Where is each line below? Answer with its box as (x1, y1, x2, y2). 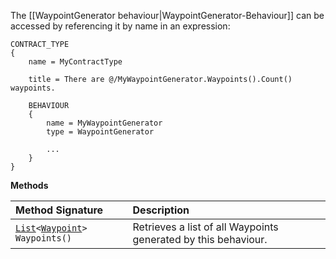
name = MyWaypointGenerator (46, 118, 163, 128)
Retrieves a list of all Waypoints (132, 220, 279, 234)
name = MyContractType (28, 57, 123, 67)
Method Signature (15, 203, 104, 217)
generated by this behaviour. (132, 233, 268, 246)
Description (132, 203, 190, 217)
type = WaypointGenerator (46, 127, 155, 137)
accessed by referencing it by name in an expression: (10, 20, 231, 32)
